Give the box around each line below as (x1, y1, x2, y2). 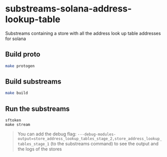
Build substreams (5, 77, 61, 86)
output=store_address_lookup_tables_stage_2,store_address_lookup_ (17, 136, 162, 141)
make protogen (5, 63, 35, 68)
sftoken (5, 118, 22, 123)
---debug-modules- (77, 132, 116, 137)
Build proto (5, 50, 41, 59)
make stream (5, 122, 30, 127)
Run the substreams (5, 104, 70, 113)
